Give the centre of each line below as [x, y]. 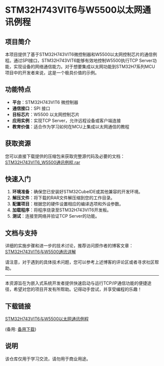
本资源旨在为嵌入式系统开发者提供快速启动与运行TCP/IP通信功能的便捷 [76, 283]
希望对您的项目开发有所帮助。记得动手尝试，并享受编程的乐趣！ [78, 289]
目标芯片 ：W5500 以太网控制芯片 [46, 114]
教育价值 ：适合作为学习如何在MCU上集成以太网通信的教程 [71, 126]
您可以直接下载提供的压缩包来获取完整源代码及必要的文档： [65, 156]
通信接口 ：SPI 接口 [31, 108]
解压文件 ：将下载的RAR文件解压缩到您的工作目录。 [63, 198]
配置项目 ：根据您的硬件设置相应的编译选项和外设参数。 [68, 204]
